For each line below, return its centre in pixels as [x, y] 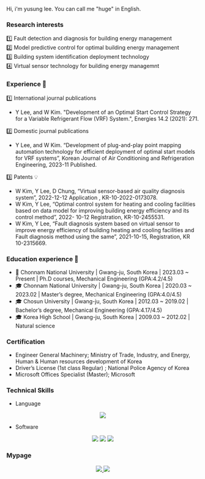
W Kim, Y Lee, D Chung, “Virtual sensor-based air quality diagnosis [100, 191]
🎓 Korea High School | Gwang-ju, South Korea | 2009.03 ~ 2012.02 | [102, 317]
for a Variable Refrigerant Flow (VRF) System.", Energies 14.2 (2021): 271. [107, 118]
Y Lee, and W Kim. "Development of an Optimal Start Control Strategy [103, 112]
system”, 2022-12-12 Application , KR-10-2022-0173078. [86, 197]
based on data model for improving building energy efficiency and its [102, 210]
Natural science [35, 326]
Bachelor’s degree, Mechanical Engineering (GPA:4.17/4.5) [88, 310]
